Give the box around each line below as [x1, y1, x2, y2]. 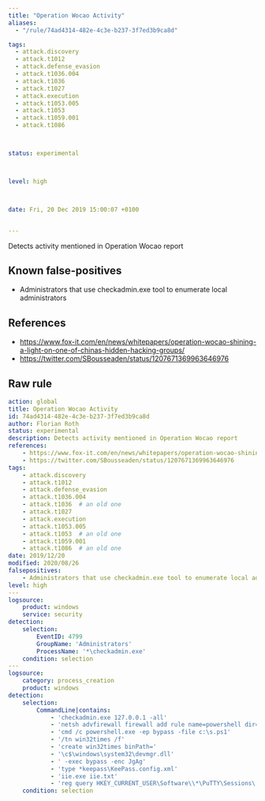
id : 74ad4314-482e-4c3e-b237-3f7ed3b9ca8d [8, 412, 150, 420]
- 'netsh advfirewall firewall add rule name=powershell [50, 720, 242, 729]
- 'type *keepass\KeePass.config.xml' [50, 765, 178, 773]
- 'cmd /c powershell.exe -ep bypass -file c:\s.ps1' [50, 728, 231, 736]
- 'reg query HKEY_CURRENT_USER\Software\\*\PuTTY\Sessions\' [50, 780, 259, 788]
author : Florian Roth [8, 419, 80, 427]
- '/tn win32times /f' [50, 735, 125, 743]
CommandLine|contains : [36, 706, 111, 714]
